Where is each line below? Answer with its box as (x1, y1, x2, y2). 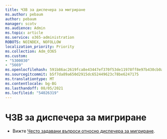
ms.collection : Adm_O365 (5, 49, 57, 54)
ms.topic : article (5, 30, 43, 35)
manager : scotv (5, 21, 37, 26)
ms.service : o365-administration (5, 35, 75, 40)
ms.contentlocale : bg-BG (5, 81, 57, 86)
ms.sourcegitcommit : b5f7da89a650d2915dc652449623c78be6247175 (5, 72, 139, 77)
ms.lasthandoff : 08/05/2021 (5, 85, 64, 91)
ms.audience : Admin (5, 26, 46, 31)
